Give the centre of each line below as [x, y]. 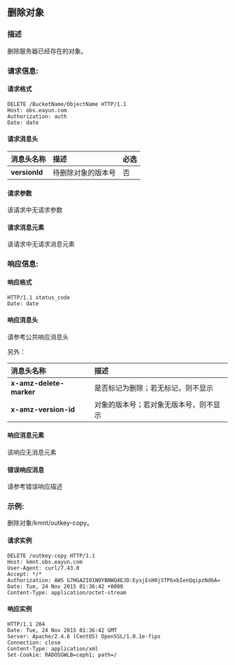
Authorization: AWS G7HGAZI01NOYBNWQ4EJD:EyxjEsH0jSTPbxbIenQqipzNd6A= [114, 580]
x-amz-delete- [38, 383]
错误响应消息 [26, 469]
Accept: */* [24, 574]
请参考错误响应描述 [35, 487]
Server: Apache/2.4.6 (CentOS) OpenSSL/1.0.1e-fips [84, 636]
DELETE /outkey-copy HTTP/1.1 [51, 556]
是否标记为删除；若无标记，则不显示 [154, 388]
